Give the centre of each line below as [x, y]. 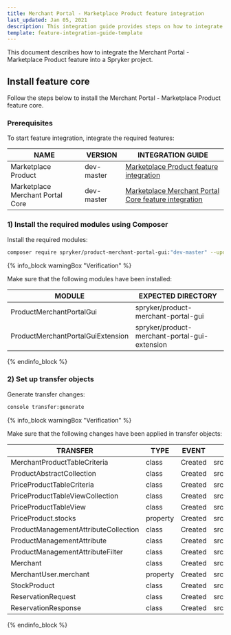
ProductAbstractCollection [53, 473]
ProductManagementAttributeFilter [67, 552]
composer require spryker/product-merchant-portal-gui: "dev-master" [107, 252]
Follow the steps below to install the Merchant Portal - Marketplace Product [114, 98]
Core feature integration [164, 199]
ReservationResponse [46, 607]
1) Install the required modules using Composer [88, 225]
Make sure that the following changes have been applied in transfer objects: [114, 433]
